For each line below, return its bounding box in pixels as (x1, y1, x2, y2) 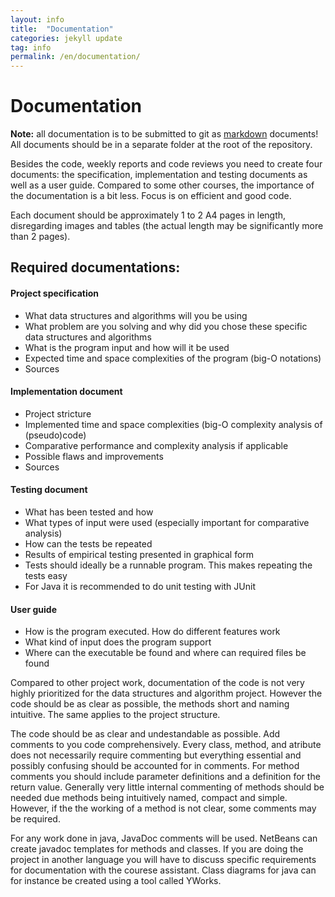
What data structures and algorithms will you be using (24, 309, 248, 321)
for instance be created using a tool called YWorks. (10, 875, 222, 887)
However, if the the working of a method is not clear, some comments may (10, 802, 317, 815)
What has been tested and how (24, 506, 154, 518)
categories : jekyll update (10, 33, 123, 43)
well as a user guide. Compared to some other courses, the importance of (10, 179, 315, 191)
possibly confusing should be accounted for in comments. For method (10, 760, 300, 772)
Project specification (10, 287, 100, 300)
